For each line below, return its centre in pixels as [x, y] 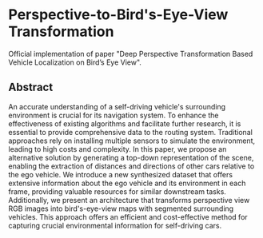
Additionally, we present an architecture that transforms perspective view [129, 200]
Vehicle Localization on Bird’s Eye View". [75, 62]
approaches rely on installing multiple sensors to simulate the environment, [132, 141]
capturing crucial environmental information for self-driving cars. [115, 225]
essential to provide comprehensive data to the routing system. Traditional [131, 132]
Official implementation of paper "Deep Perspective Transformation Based [131, 54]
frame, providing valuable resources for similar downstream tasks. [117, 191]
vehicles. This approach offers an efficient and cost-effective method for [128, 216]
